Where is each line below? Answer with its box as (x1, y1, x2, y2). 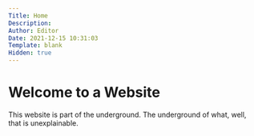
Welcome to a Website (8, 83, 161, 102)
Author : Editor (8, 26, 59, 34)
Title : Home (8, 11, 48, 20)
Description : (8, 19, 52, 27)
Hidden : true (8, 49, 52, 57)
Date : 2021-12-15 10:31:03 (8, 34, 99, 42)
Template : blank (8, 42, 62, 50)
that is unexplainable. (8, 118, 79, 128)
